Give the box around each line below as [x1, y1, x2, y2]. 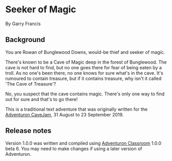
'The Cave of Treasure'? [5, 80, 56, 87]
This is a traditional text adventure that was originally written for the [5, 106, 148, 112]
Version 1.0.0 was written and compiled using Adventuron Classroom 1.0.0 [5, 140, 162, 146]
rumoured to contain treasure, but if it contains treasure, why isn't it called [5, 75, 162, 82]
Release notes [5, 127, 52, 135]
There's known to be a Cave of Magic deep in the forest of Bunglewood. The [5, 59, 167, 65]
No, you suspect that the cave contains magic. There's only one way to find [5, 91, 165, 97]
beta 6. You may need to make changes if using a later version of [5, 145, 142, 152]
